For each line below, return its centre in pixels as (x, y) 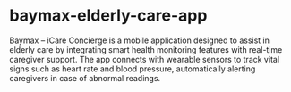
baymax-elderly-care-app (108, 16)
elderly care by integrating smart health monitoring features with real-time (146, 49)
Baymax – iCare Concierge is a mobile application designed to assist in (140, 40)
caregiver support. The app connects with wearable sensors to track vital (145, 59)
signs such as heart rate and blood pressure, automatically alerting (133, 69)
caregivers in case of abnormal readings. (85, 78)
